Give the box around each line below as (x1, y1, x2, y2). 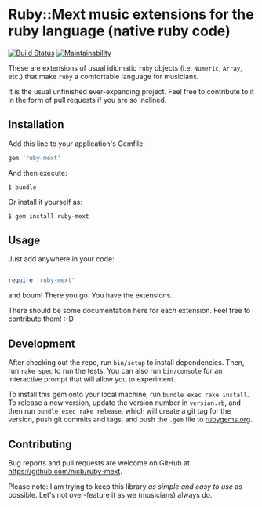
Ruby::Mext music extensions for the (8, 5, 254, 24)
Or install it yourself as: (8, 197, 82, 206)
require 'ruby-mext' (8, 276, 76, 284)
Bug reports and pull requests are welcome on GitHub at (8, 458, 191, 468)
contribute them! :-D (8, 314, 75, 323)
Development (8, 337, 76, 350)
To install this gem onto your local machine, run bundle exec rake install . (8, 390, 249, 399)
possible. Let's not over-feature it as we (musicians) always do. (8, 490, 213, 499)
